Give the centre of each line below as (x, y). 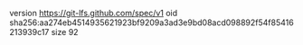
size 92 (65, 32)
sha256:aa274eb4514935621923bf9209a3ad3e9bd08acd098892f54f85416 (151, 22)
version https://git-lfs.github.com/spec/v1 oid (94, 13)
